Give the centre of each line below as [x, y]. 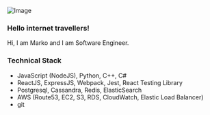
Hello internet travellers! [49, 28]
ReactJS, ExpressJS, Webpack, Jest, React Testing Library [100, 82]
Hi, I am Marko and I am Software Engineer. [68, 43]
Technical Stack [34, 61]
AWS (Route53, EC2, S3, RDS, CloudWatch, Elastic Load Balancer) [110, 97]
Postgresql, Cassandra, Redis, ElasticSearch [79, 90]
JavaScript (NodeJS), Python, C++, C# [72, 76]
